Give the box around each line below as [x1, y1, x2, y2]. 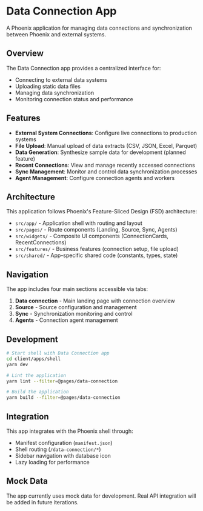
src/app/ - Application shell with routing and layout [15, 219, 142, 227]
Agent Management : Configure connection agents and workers [15, 174, 175, 181]
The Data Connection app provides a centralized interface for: [6, 64, 161, 72]
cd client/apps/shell [6, 356, 61, 362]
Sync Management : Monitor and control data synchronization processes [15, 168, 198, 175]
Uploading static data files [15, 82, 81, 90]
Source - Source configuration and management [15, 304, 138, 311]
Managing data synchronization [15, 89, 95, 96]
